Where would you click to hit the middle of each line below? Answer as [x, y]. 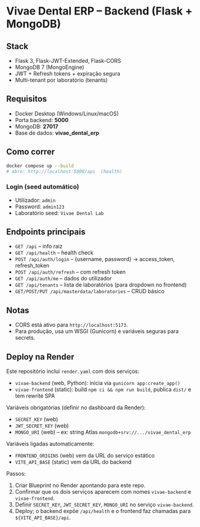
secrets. [25, 338]
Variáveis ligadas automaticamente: [50, 444]
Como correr [31, 152]
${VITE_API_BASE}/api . [43, 517]
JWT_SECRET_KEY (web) [42, 426]
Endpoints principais [46, 232]
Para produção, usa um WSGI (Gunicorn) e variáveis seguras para [97, 331]
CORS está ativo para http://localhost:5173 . [71, 325]
